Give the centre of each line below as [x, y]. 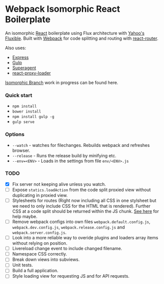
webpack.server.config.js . [39, 232]
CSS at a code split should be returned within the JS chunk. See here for [85, 211]
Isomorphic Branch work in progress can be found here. [62, 83]
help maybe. [25, 217]
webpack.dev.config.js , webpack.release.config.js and [68, 227]
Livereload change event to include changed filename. [67, 249]
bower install [27, 112]
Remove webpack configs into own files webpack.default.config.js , [81, 222]
